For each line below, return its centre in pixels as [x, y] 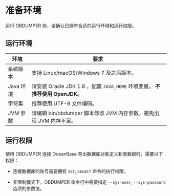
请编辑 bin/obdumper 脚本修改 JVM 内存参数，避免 [93, 113]
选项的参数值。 [28, 188]
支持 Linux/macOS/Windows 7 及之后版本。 [84, 73]
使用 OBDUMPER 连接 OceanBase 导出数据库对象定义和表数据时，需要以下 [84, 154]
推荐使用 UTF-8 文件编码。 [64, 103]
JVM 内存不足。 [57, 121]
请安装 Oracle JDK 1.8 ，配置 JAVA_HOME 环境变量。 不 [96, 86]
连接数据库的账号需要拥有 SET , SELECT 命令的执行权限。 [71, 171]
